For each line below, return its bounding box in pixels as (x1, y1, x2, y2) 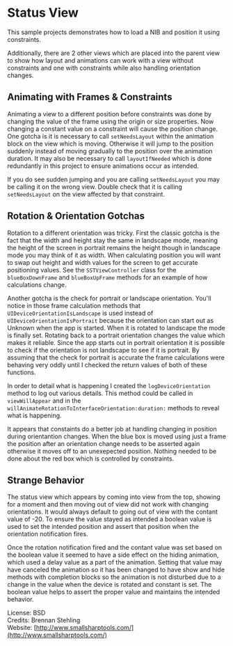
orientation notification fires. (7, 530, 88, 538)
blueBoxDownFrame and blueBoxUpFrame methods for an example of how (7, 273, 208, 282)
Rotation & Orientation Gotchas (7, 210, 145, 222)
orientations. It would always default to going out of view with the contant (7, 507, 218, 516)
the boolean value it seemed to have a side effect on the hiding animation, (7, 551, 219, 559)
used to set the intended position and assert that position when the (7, 523, 200, 531)
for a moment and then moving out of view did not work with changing (7, 500, 209, 509)
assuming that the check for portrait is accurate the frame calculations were (7, 353, 225, 362)
